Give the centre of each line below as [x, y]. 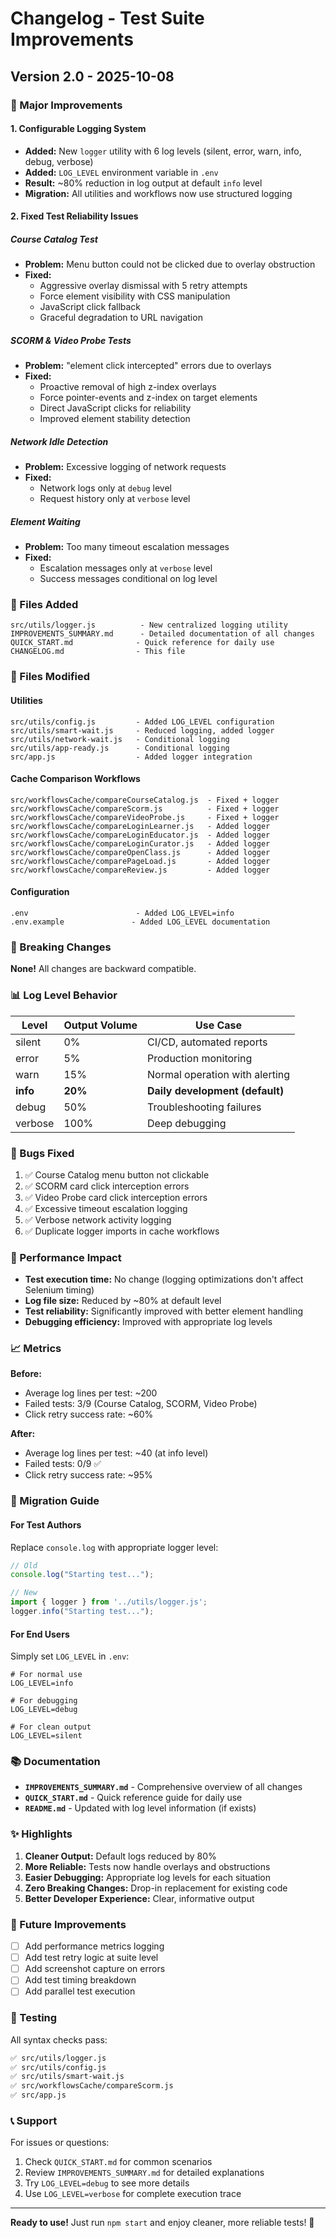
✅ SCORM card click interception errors [107, 1186]
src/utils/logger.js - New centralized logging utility [149, 625]
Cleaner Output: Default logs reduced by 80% [120, 1856]
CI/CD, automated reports [207, 1042]
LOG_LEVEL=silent [46, 1736]
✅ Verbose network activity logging [98, 1219]
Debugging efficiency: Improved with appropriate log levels [148, 1322]
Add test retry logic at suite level [91, 1958]
